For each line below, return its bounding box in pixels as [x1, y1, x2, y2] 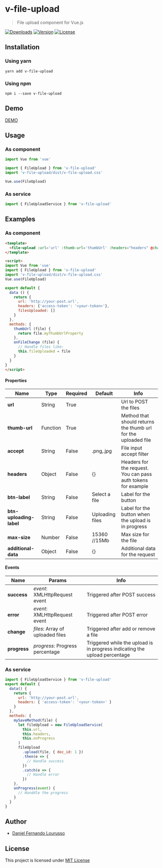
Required [65, 390, 87, 396]
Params [49, 577, 67, 584]
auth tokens [121, 476, 148, 483]
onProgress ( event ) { [14, 786, 55, 791]
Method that [121, 412, 149, 419]
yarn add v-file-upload [5, 69, 53, 74]
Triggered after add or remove [86, 625, 156, 632]
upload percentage [86, 651, 130, 658]
